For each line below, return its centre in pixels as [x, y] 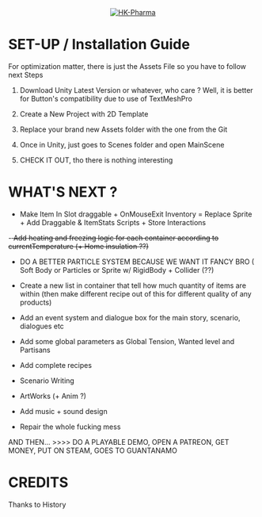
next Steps [26, 75]
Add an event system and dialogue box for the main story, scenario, [130, 317]
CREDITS [38, 483]
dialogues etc [42, 326]
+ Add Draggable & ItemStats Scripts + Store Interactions [113, 222]
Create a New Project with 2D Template [84, 113]
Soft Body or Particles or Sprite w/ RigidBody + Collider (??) [117, 270]
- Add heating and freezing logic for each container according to [114, 238]
